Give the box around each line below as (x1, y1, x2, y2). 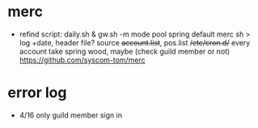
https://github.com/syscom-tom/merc (19, 55, 146, 65)
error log (7, 83, 67, 102)
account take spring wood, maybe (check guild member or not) (19, 46, 231, 56)
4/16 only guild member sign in (19, 110, 123, 120)
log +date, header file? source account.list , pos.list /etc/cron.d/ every (19, 37, 251, 47)
